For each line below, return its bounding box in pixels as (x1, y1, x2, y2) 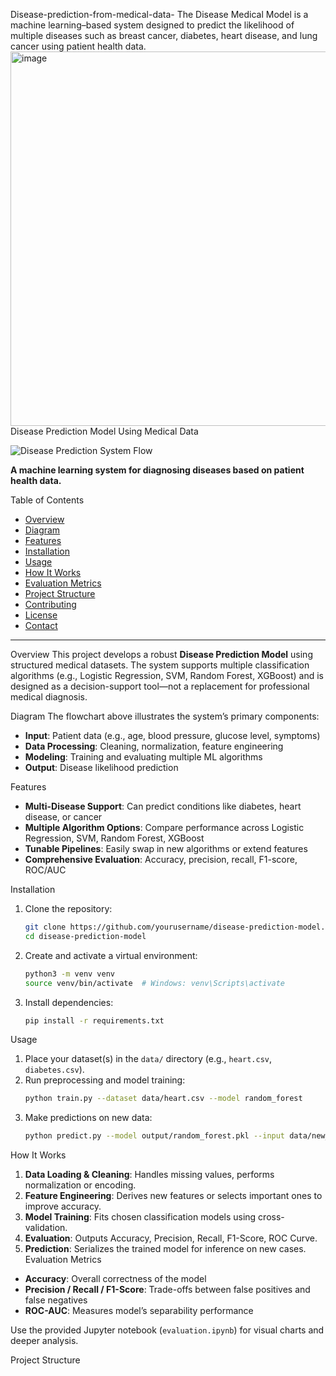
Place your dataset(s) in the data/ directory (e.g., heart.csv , (24, 1053, 272, 1065)
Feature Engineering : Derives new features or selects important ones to (24, 1190, 323, 1202)
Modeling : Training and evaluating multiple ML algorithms (24, 751, 263, 763)
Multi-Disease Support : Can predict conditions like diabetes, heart (24, 800, 302, 812)
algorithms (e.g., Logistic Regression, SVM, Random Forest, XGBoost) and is (10, 670, 325, 681)
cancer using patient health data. (10, 40, 147, 52)
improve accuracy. (24, 1200, 102, 1213)
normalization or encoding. (24, 1179, 137, 1191)
